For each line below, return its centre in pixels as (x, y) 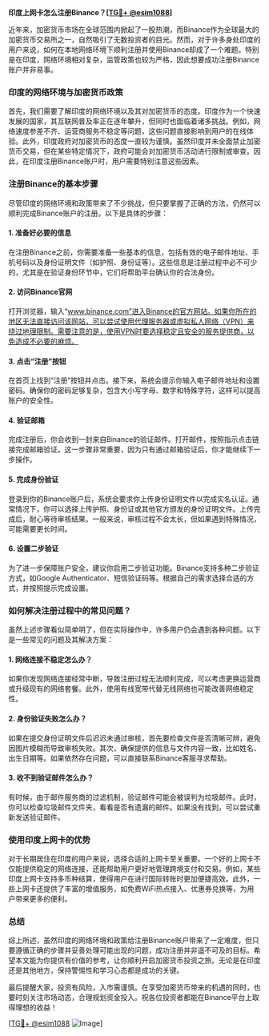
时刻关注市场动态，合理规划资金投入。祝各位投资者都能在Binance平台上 (134, 998)
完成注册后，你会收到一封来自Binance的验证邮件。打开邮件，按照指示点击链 (134, 440)
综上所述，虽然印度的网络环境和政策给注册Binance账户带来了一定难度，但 (130, 941)
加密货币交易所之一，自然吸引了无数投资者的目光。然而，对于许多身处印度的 (134, 40)
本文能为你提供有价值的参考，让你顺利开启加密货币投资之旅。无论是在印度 (138, 961)
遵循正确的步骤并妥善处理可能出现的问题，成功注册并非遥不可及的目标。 (134, 950)
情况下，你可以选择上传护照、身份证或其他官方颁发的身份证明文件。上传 (134, 508)
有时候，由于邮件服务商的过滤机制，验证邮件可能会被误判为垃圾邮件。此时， (134, 797)
